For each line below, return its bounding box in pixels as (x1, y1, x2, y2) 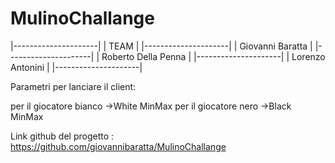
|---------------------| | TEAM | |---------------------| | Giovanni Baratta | (10, 40, 313, 52)
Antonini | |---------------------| (10, 61, 143, 73)
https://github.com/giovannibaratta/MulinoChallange (10, 140, 227, 152)
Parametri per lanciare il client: (10, 80, 137, 92)
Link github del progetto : (10, 130, 115, 142)
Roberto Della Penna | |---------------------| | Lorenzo (101, 50, 326, 62)
